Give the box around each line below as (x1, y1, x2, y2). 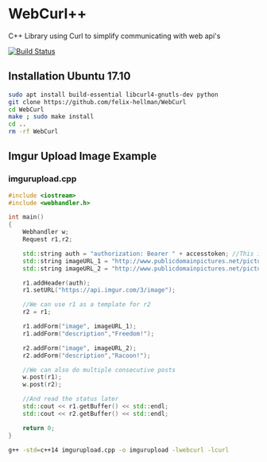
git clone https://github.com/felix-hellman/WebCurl (8, 98, 187, 106)
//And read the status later (22, 395, 119, 403)
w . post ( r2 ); (22, 381, 62, 389)
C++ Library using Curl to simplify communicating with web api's (8, 31, 221, 41)
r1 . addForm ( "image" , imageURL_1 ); (22, 323, 137, 331)
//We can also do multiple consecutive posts (22, 366, 176, 374)
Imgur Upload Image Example (8, 149, 157, 163)
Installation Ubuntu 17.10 (8, 69, 131, 83)
